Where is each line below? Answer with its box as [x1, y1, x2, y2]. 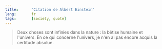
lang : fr [5, 12, 36, 16]
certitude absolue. [17, 40, 54, 46]
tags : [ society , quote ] [5, 16, 67, 21]
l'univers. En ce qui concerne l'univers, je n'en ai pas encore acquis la [17, 34, 158, 40]
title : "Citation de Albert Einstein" [5, 7, 95, 12]
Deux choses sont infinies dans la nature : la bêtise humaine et [17, 30, 143, 35]
